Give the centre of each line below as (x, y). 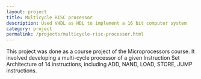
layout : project (26, 12)
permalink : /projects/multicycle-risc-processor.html (75, 34)
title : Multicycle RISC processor (50, 17)
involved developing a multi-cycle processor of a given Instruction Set (93, 58)
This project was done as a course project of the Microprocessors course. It (100, 51)
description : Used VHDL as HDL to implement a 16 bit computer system (97, 23)
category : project (29, 29)
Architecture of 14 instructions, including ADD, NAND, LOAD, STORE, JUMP (99, 65)
